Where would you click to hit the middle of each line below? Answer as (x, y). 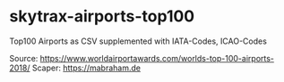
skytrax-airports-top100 (102, 16)
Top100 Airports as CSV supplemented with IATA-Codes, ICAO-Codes (138, 41)
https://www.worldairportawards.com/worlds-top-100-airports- (157, 58)
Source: (24, 58)
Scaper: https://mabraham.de (86, 68)
